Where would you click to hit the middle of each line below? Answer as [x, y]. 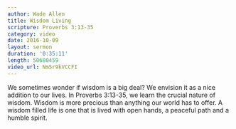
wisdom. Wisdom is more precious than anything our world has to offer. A [115, 102]
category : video [31, 34]
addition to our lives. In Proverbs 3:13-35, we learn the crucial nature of [111, 95]
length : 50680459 [33, 61]
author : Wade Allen [36, 14]
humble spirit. [27, 118]
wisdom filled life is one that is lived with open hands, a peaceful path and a [118, 110]
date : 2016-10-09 [33, 41]
